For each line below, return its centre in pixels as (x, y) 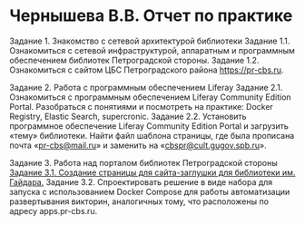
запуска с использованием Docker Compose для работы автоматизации (150, 191)
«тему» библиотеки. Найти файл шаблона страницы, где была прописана (152, 135)
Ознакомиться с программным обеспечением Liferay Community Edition (151, 97)
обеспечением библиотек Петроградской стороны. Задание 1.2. (134, 60)
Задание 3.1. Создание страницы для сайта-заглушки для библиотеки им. (152, 172)
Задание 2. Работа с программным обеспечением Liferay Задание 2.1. (146, 87)
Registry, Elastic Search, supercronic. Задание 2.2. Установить (128, 116)
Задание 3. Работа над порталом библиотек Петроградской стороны (144, 162)
